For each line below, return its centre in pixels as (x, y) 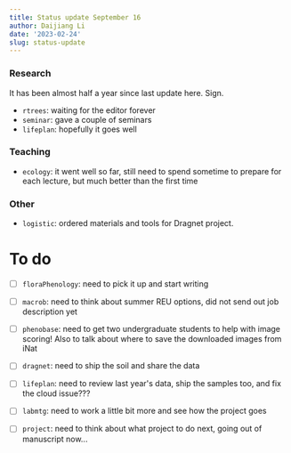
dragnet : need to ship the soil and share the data (111, 366)
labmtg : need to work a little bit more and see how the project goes (144, 411)
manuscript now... (55, 439)
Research (30, 74)
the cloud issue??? (56, 393)
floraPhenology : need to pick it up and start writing (115, 284)
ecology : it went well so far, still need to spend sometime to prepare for (152, 171)
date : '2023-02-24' (45, 34)
